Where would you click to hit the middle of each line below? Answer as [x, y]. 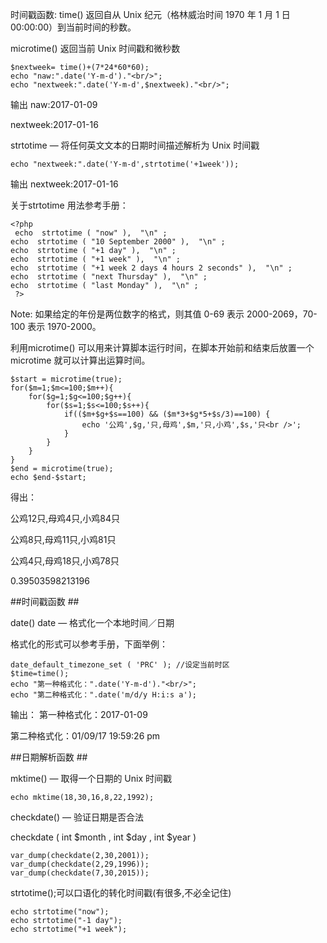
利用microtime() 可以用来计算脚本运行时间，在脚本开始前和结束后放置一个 [162, 347]
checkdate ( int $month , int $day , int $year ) [103, 837]
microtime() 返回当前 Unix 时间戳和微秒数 [95, 48]
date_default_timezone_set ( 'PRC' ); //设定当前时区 [120, 665]
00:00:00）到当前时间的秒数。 [73, 27]
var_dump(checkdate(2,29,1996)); [80, 864]
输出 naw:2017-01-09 [54, 104]
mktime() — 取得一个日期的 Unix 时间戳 [91, 778]
